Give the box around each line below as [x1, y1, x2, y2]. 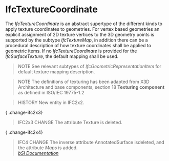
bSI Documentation [17, 150, 59, 156]
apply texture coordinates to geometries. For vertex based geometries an [5, 26, 160, 32]
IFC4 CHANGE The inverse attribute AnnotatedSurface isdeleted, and [17, 139, 165, 145]
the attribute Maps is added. [17, 145, 78, 151]
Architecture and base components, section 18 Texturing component [17, 84, 165, 90]
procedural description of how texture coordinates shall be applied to [5, 42, 152, 48]
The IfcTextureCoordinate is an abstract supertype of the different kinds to [5, 21, 163, 27]
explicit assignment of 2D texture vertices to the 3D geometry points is [5, 31, 155, 37]
